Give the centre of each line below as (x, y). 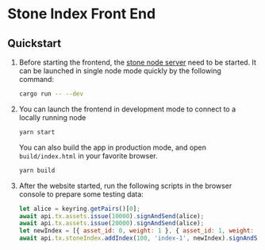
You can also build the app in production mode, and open (113, 147)
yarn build (37, 170)
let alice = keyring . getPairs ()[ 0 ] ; (79, 209)
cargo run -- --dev (51, 94)
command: (36, 79)
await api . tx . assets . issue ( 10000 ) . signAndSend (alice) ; (111, 216)
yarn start (37, 132)
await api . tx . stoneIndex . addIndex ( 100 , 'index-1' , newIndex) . (124, 238)
